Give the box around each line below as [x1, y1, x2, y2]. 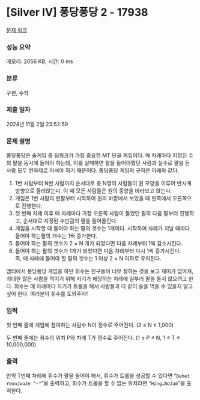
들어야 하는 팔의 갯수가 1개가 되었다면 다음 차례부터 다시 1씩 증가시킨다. [14, 247, 181, 254]
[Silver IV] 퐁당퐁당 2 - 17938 [6, 5, 148, 19]
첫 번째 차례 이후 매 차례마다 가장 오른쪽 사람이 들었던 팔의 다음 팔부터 [14, 210, 178, 217]
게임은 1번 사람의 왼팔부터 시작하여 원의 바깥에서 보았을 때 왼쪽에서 [14, 195, 171, 202]
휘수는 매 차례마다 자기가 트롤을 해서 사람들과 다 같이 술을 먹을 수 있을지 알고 [14, 283, 193, 290]
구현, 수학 [6, 89, 29, 96]
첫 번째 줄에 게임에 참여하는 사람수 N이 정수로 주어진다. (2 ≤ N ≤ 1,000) [6, 321, 174, 328]
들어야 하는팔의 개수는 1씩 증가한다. [14, 232, 98, 239]
